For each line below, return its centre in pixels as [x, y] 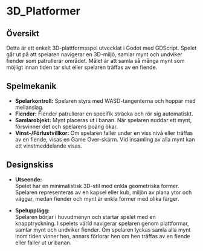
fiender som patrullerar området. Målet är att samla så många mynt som [96, 61]
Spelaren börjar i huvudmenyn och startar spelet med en [85, 217]
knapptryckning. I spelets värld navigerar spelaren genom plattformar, [102, 223]
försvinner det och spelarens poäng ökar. [66, 126]
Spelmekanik [31, 86]
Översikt [23, 34]
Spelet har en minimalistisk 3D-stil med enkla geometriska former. [97, 186]
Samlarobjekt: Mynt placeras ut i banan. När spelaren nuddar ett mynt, [103, 120]
